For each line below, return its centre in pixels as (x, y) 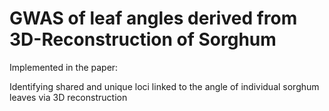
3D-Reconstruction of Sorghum (143, 39)
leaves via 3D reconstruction (68, 97)
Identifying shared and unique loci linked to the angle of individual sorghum (164, 86)
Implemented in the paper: (64, 67)
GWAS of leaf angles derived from (153, 18)
